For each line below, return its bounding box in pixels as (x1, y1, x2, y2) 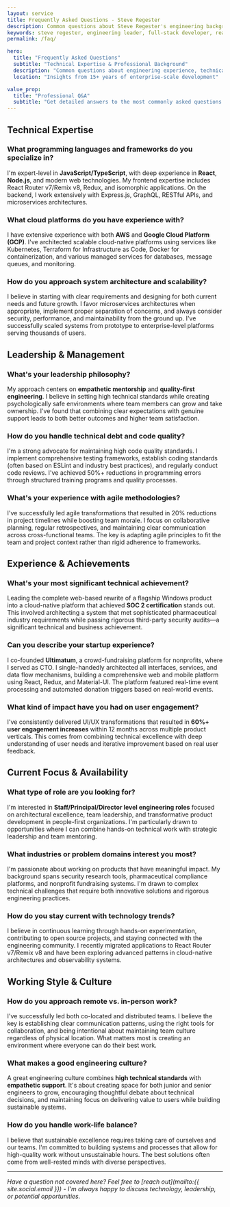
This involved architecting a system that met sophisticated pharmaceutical (7, 609, 217, 617)
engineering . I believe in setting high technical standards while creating (7, 392, 210, 401)
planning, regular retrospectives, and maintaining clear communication (7, 523, 207, 532)
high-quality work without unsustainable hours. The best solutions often (7, 1150, 210, 1158)
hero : (7, 48, 23, 55)
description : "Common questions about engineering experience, (13, 67, 197, 74)
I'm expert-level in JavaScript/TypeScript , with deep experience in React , (7, 169, 217, 177)
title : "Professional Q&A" (13, 92, 90, 99)
